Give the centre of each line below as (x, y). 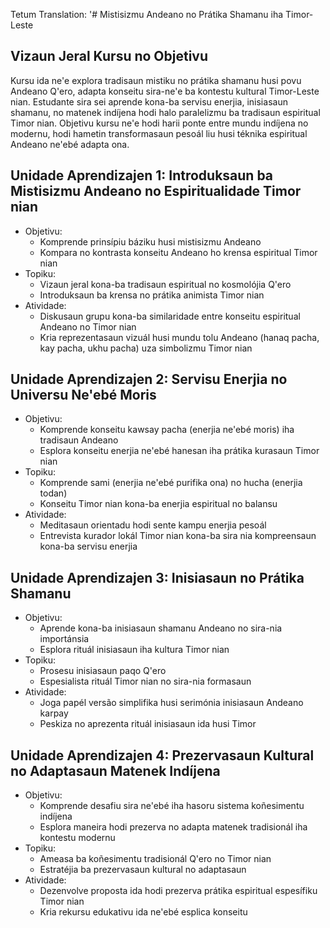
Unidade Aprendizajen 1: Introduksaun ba (142, 175)
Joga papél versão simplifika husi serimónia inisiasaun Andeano (171, 703)
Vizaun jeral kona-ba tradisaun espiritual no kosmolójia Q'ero (165, 284)
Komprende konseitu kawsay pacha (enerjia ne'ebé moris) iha (167, 430)
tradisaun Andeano (79, 440)
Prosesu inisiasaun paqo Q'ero (103, 671)
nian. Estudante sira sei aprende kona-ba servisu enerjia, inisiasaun (149, 101)
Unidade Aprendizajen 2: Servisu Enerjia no (149, 379)
